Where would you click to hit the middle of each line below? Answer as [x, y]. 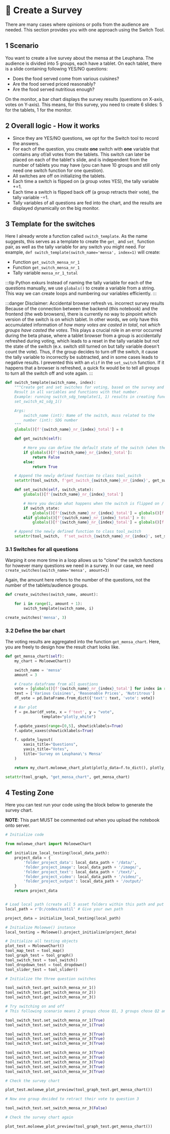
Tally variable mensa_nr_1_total [45, 273]
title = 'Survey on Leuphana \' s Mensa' [63, 754]
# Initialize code [25, 835]
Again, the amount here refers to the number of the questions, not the [78, 580]
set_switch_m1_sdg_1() [38, 401]
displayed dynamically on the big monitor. [56, 208]
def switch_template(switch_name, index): [51, 383]
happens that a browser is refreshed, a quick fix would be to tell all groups [82, 368]
